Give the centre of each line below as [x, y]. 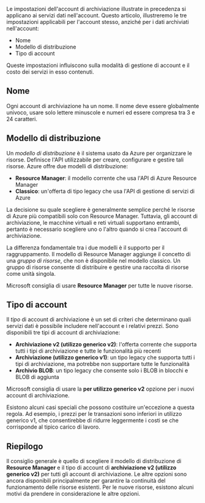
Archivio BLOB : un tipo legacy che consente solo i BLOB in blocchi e [102, 370]
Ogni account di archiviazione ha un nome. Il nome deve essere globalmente [103, 106]
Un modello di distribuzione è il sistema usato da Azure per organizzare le [99, 153]
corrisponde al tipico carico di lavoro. [53, 427]
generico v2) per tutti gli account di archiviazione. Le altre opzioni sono [97, 474]
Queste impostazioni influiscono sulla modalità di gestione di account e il [98, 65]
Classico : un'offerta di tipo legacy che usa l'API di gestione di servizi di [105, 191]
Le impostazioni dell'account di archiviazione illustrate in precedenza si [96, 9]
